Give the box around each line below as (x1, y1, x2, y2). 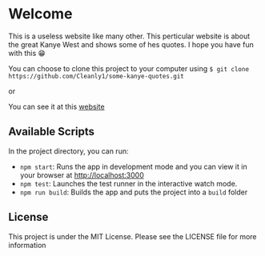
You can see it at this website (8, 102, 106, 111)
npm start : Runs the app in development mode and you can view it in (19, 162, 247, 171)
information (8, 240, 46, 250)
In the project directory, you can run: (8, 146, 129, 156)
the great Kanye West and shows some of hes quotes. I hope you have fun (8, 39, 254, 49)
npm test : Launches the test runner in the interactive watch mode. (19, 178, 238, 188)
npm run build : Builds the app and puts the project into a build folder (19, 187, 248, 197)
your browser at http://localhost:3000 (19, 170, 144, 180)
